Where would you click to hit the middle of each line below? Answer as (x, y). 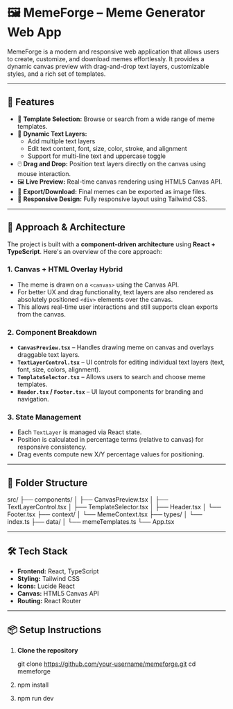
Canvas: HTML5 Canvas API (58, 594)
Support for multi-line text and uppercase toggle (97, 156)
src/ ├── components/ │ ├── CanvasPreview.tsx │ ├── (88, 500)
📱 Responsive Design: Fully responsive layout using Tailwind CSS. (112, 199)
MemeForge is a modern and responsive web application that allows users (113, 51)
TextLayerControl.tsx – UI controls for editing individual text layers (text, (121, 363)
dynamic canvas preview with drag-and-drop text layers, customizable (108, 66)
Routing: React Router (49, 601)
